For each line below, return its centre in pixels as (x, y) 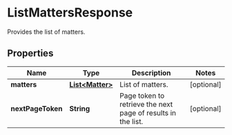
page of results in (148, 113)
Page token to (142, 96)
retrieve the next (146, 104)
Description (151, 72)
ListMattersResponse (70, 13)
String (80, 108)
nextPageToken (37, 108)
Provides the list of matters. (46, 32)
